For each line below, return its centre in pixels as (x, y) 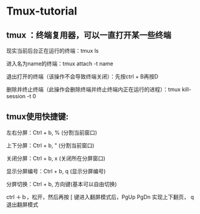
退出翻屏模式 (22, 204)
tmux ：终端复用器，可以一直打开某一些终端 (89, 35)
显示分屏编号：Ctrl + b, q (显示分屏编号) (56, 171)
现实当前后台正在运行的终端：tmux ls (52, 51)
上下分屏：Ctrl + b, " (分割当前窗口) (51, 145)
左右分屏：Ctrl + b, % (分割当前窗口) (52, 132)
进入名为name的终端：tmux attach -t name (60, 64)
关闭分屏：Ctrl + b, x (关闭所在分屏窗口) (56, 158)
